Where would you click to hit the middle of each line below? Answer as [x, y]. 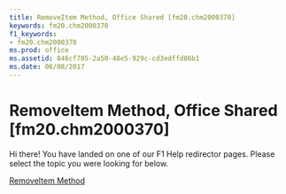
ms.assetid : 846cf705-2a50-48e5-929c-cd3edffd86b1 [104, 58]
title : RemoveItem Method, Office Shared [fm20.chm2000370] [123, 17]
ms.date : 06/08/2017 [47, 67]
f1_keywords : [33, 34]
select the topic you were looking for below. [89, 163]
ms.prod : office [39, 50]
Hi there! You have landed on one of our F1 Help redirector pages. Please [142, 154]
